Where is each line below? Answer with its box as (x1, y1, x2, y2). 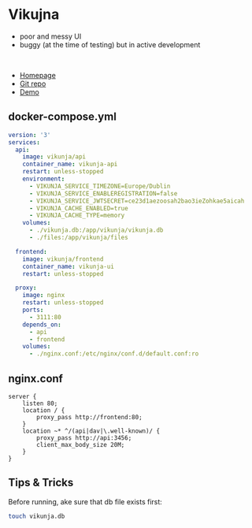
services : (8, 138, 41, 147)
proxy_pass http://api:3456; (36, 433, 132, 442)
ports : (22, 306, 44, 314)
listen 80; (22, 400, 58, 407)
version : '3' (8, 131, 51, 139)
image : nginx (22, 292, 65, 299)
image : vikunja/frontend (22, 255, 104, 263)
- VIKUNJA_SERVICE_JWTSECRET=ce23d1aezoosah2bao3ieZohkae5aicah (28, 197, 245, 205)
